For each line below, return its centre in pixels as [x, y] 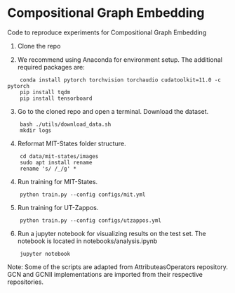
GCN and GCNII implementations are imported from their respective [105, 274]
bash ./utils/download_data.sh [66, 124]
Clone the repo [39, 46]
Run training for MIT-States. [58, 181]
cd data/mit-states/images [59, 156]
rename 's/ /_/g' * [48, 169]
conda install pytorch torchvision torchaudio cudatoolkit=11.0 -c [120, 80]
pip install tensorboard [56, 98]
